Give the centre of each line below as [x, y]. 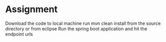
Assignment [31, 9]
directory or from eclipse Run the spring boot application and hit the [76, 28]
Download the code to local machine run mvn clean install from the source [83, 23]
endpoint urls [19, 34]
